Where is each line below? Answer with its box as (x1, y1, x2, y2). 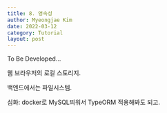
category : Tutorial (7, 29, 63, 37)
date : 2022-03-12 (7, 23, 57, 30)
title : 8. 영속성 (7, 10, 53, 17)
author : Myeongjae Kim (7, 17, 72, 23)
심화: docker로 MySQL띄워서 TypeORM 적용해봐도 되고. (7, 98, 161, 107)
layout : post (7, 36, 45, 43)
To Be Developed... (7, 54, 61, 63)
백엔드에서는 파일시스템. (7, 83, 72, 92)
